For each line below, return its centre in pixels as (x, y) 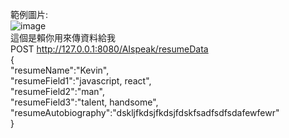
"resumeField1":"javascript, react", (81, 81)
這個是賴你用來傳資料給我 (63, 37)
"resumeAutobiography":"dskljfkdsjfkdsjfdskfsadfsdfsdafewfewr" (145, 112)
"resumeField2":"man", (58, 91)
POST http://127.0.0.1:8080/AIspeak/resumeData (109, 49)
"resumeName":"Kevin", (60, 70)
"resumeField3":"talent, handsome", (84, 102)
